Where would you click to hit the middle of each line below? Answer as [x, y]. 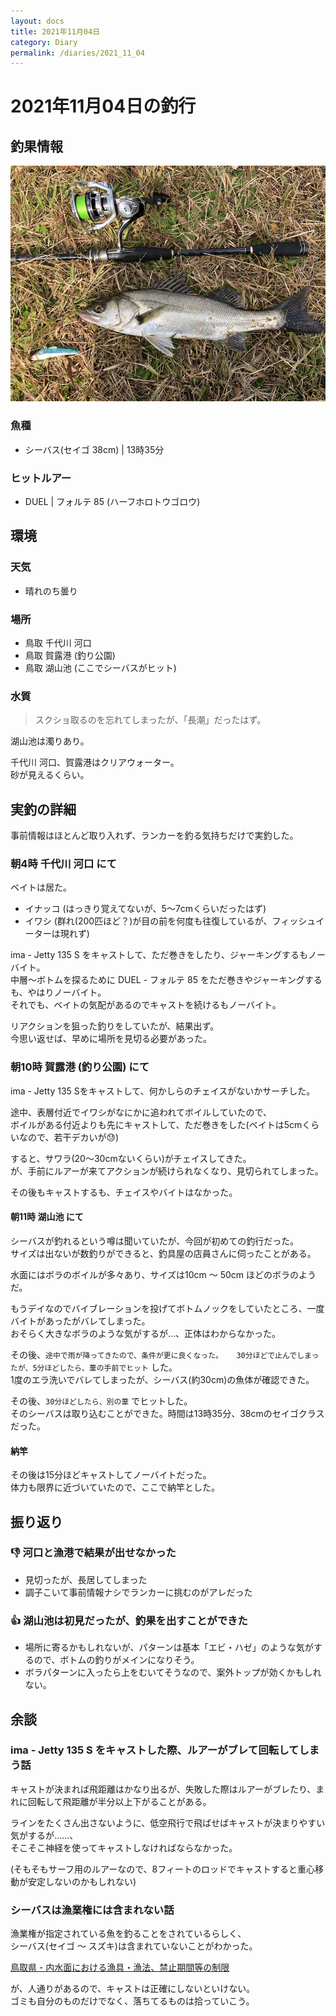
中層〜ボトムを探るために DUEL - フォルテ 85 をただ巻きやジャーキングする [166, 980]
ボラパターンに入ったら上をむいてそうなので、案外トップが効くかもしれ [173, 1672]
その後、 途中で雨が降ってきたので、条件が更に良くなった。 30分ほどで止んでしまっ [165, 1354]
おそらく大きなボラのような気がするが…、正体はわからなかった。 [146, 1333]
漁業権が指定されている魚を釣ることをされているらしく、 [128, 1934]
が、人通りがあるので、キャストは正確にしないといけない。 [133, 1989]
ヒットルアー [41, 478]
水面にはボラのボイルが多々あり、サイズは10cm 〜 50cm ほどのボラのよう [163, 1274]
